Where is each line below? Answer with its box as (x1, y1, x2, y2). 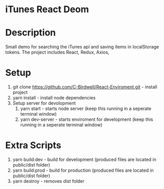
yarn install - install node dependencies (12, 95, 96, 101)
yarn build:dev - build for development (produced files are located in (12, 156, 156, 163)
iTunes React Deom (5, 4, 89, 15)
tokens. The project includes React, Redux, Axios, (5, 49, 110, 56)
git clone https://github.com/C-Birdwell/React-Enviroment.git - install (12, 84, 157, 90)
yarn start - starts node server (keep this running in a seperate (20, 105, 152, 112)
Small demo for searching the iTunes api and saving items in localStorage (5, 44, 159, 50)
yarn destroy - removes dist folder (12, 178, 85, 184)
